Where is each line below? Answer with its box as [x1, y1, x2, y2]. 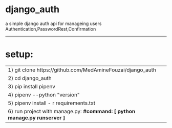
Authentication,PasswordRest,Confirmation [5, 25, 96, 32]
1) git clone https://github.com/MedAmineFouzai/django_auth [8, 66, 156, 73]
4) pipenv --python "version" [8, 91, 80, 98]
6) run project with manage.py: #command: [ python [8, 108, 136, 115]
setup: [5, 48, 34, 60]
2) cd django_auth [8, 74, 52, 82]
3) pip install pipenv [8, 83, 55, 90]
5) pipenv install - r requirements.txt [8, 99, 96, 107]
